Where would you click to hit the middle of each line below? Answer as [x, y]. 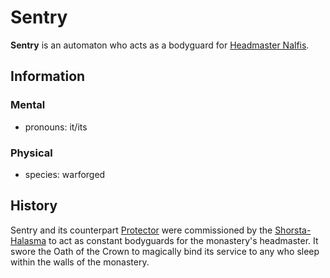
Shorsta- [293, 230]
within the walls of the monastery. [80, 262]
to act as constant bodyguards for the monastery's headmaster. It [183, 240]
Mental [28, 105]
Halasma [28, 240]
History [34, 206]
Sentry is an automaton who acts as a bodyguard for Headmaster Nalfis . [160, 45]
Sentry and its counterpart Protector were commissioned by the [141, 230]
